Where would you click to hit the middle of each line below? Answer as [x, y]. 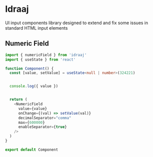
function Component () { [30, 68]
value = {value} [33, 109]
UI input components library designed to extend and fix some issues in [77, 23]
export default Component [31, 150]
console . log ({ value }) [34, 86]
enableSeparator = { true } [43, 127]
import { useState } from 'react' [41, 59]
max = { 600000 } [31, 122]
